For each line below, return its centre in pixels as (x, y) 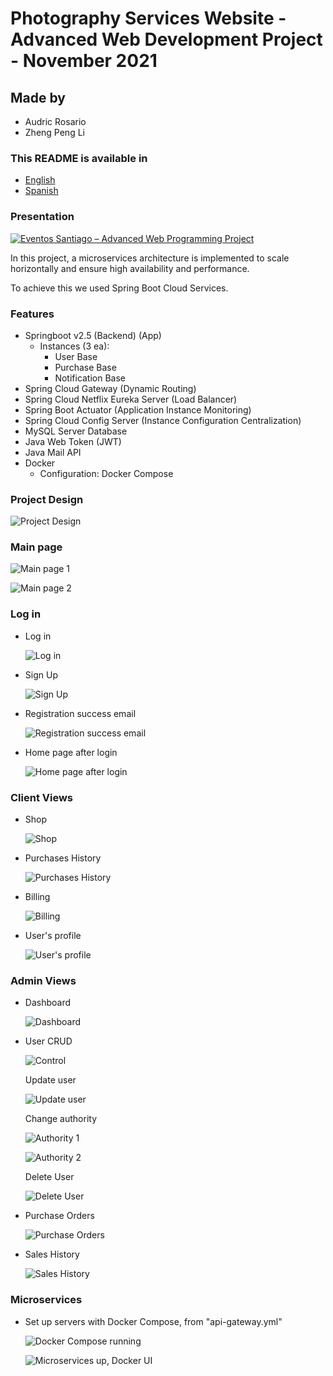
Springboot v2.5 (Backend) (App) (93, 335)
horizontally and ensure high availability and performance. (130, 268)
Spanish (41, 191)
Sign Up (41, 674)
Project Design (47, 499)
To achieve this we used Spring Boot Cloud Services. (119, 288)
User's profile (53, 936)
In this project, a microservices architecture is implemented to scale (150, 258)
